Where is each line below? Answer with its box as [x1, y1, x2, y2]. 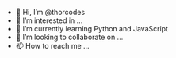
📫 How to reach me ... [15, 42, 90, 50]
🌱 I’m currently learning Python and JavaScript [15, 24, 169, 33]
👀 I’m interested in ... [15, 16, 83, 25]
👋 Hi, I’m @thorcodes [15, 8, 86, 16]
